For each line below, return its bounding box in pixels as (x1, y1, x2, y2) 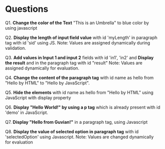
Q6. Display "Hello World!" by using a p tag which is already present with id (5, 104, 161, 110)
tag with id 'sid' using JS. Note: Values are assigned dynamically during (5, 39, 150, 45)
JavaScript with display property (5, 95, 71, 101)
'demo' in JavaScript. (5, 110, 48, 115)
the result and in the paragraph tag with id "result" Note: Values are (5, 60, 143, 66)
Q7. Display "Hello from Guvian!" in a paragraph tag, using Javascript (5, 119, 148, 125)
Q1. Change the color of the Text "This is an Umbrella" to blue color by (5, 20, 149, 26)
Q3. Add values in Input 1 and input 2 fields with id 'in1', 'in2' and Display (5, 54, 154, 60)
